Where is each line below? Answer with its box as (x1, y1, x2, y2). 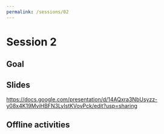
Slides (6, 79, 30, 90)
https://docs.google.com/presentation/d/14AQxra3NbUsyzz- (6, 96, 158, 103)
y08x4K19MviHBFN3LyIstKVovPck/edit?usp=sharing (6, 102, 138, 110)
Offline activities (6, 119, 70, 130)
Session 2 (6, 35, 57, 49)
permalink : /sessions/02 (6, 8, 69, 15)
